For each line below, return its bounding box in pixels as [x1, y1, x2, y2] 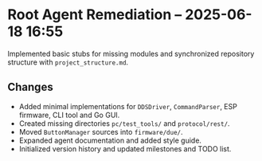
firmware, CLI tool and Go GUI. [18, 110, 120, 120]
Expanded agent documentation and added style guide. [18, 135, 202, 145]
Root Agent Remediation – [7, 6, 182, 24]
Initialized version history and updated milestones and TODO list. [18, 143, 232, 153]
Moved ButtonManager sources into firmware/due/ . [18, 127, 184, 136]
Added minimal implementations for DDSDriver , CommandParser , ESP [18, 101, 238, 111]
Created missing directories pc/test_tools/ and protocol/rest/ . [18, 118, 230, 128]
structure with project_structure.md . [7, 57, 129, 67]
